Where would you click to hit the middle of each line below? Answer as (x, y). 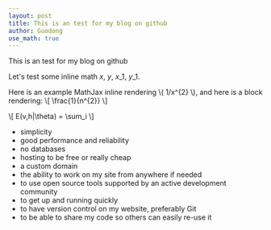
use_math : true (34, 38)
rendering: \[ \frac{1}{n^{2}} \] (58, 101)
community (39, 192)
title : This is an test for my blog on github (88, 23)
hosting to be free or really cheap (75, 158)
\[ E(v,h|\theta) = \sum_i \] (51, 117)
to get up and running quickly (69, 200)
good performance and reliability (75, 141)
